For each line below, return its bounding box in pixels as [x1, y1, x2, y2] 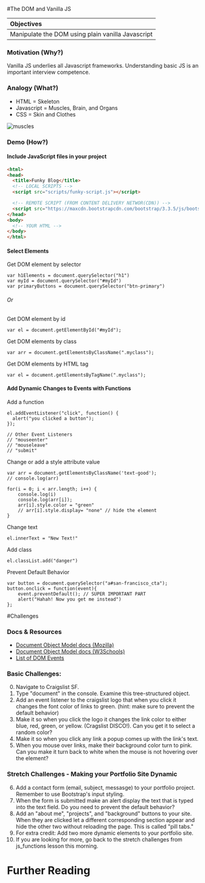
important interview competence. [7, 68, 91, 76]
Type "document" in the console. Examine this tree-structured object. [15, 690, 190, 697]
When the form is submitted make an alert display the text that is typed [15, 796, 193, 804]
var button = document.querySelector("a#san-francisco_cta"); [7, 580, 168, 586]
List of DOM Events [15, 654, 64, 661]
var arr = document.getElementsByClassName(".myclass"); [7, 349, 155, 356]
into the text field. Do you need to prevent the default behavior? [15, 803, 175, 810]
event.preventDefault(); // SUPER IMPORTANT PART [18, 591, 147, 597]
